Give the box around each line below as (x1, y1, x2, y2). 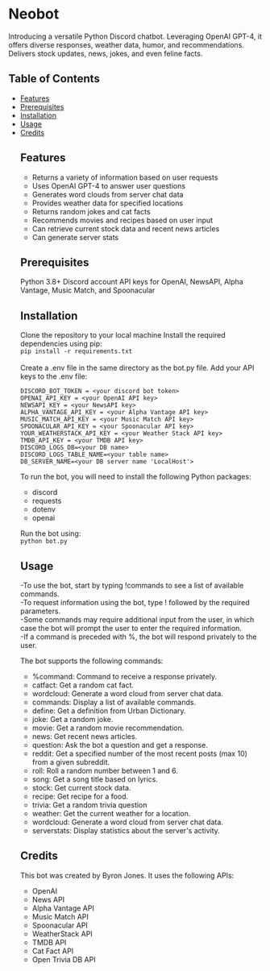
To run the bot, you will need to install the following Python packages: (19, 472, 251, 482)
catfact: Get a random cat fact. (31, 680, 135, 690)
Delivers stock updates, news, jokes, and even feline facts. (8, 48, 203, 58)
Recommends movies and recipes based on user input (31, 215, 214, 225)
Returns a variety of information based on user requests (31, 172, 218, 182)
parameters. (19, 606, 61, 616)
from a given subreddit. (31, 757, 110, 766)
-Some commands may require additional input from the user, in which (19, 615, 255, 625)
